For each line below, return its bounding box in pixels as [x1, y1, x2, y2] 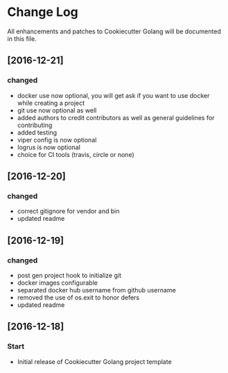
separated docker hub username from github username [17, 286, 177, 294]
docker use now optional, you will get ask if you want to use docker [17, 91, 210, 99]
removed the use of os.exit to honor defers [17, 293, 140, 301]
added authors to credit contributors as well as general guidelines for [17, 113, 215, 122]
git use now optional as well [17, 106, 97, 115]
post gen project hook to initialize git [17, 272, 122, 279]
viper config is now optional [17, 135, 97, 144]
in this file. [7, 34, 37, 42]
